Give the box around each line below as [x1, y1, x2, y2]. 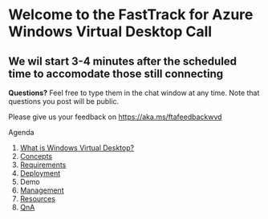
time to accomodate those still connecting [8, 66, 223, 81]
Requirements [19, 160, 67, 169]
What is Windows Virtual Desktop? [19, 143, 135, 153]
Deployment [19, 169, 61, 177]
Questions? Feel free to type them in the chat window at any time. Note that [8, 88, 260, 98]
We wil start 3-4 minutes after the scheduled [8, 54, 238, 68]
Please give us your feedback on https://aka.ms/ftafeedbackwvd [8, 112, 222, 121]
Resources [19, 194, 56, 203]
